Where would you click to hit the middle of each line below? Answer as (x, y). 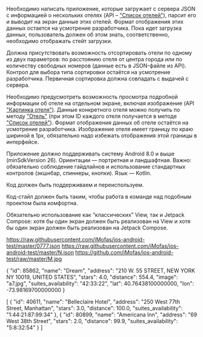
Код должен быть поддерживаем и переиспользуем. (75, 185)
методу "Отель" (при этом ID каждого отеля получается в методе (92, 116)
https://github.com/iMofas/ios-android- (125, 252)
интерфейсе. (23, 142)
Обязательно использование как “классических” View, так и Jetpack (95, 215)
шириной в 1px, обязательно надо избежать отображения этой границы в (102, 135)
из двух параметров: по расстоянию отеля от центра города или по (95, 59)
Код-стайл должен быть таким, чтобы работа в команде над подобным (99, 196)
